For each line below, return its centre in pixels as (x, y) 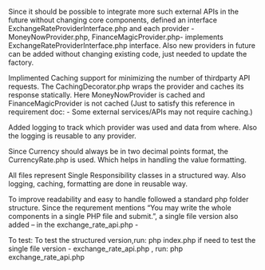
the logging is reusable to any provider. (73, 136)
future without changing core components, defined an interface (113, 20)
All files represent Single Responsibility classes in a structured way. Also (127, 175)
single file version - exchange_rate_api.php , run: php (96, 248)
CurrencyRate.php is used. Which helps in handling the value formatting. (128, 160)
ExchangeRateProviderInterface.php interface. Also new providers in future (132, 46)
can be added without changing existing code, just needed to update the (128, 54)
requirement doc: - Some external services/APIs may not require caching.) (131, 112)
